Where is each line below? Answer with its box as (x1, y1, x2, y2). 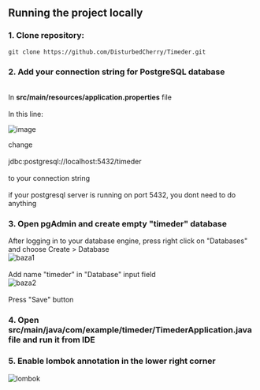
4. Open (8, 315, 39, 326)
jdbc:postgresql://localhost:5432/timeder (8, 156, 142, 166)
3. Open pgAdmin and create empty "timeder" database (8, 218, 227, 229)
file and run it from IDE (8, 335, 96, 346)
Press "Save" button (8, 295, 74, 305)
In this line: (8, 109, 43, 118)
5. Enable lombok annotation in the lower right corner (8, 355, 216, 366)
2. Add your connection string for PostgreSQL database (8, 66, 225, 77)
